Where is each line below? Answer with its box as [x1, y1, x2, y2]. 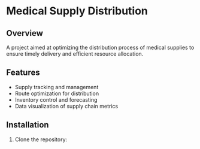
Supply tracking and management [14, 83, 99, 90]
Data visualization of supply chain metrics [14, 102, 119, 110]
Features [6, 68, 40, 78]
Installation [6, 120, 49, 130]
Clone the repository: [14, 136, 68, 143]
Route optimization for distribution [14, 90, 99, 97]
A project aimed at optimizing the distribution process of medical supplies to [6, 44, 195, 51]
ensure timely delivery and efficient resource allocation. [6, 50, 144, 57]
